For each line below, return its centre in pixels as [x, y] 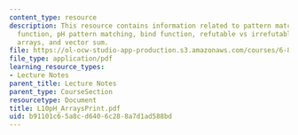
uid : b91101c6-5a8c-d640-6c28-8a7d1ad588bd [91, 116]
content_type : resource [53, 17]
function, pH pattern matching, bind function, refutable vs [133, 34]
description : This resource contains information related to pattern [141, 26]
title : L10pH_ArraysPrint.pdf [65, 108]
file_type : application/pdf [61, 59]
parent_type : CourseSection [61, 91]
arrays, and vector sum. [63, 42]
